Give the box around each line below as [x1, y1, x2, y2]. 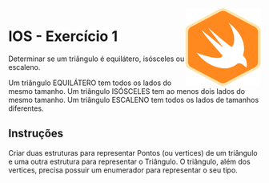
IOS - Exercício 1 [8, 27, 118, 46]
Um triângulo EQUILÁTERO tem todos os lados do [8, 78, 172, 87]
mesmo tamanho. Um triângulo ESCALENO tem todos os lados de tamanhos [8, 95, 259, 104]
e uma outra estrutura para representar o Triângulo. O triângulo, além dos [8, 157, 251, 166]
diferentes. [8, 104, 44, 113]
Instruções [8, 127, 64, 140]
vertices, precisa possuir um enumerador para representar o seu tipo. [8, 165, 238, 175]
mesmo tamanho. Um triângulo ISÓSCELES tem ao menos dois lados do [8, 86, 246, 96]
